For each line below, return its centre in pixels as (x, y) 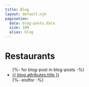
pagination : (17, 18)
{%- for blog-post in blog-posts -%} (48, 70)
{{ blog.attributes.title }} (36, 75)
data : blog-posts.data (32, 23)
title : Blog (17, 9)
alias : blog (22, 32)
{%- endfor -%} (28, 80)
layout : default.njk (26, 14)
